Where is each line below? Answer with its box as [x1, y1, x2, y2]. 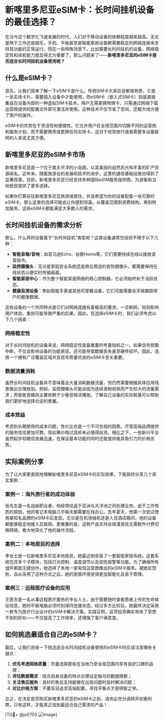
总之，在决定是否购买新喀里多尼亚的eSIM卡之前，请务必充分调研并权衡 [5, 696, 148, 701]
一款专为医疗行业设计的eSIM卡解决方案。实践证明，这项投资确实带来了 [5, 609, 148, 615]
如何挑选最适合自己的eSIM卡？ [5, 631, 98, 639]
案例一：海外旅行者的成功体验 [5, 491, 76, 497]
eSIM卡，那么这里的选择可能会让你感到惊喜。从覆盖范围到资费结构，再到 [5, 199, 152, 205]
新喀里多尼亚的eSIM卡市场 [5, 150, 85, 159]
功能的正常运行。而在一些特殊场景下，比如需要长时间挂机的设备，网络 [13, 46, 155, 52]
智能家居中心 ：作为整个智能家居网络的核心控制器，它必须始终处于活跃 [12, 276, 154, 281]
